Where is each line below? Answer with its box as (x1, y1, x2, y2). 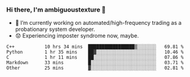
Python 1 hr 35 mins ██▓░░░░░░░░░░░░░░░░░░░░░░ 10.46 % (6, 49, 184, 55)
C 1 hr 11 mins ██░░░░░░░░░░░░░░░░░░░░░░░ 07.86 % (6, 55, 184, 61)
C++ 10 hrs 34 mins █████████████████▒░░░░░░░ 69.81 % (6, 44, 184, 50)
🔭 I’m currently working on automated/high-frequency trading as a (15, 19, 181, 27)
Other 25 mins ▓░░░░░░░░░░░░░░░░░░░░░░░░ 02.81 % (6, 65, 184, 72)
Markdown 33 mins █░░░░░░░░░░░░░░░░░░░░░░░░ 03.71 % (6, 60, 184, 66)
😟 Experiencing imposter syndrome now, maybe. (15, 32, 139, 39)
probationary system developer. (15, 25, 96, 33)
